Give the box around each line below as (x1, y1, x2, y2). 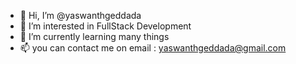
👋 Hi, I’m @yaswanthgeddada (19, 10, 142, 21)
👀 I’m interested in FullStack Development (19, 20, 192, 32)
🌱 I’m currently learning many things (19, 31, 170, 42)
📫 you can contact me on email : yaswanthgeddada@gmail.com (19, 42, 287, 54)
